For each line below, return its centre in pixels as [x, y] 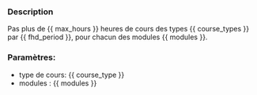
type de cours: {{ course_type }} [72, 75]
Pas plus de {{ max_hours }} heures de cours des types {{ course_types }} [128, 29]
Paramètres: [32, 57]
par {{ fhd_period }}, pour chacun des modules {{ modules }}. [108, 37]
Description [30, 12]
